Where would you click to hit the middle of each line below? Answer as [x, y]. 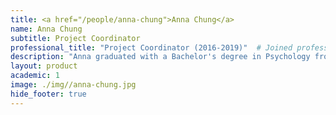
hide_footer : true [48, 94]
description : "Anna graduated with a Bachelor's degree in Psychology [160, 57]
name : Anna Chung [46, 29]
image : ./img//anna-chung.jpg [73, 85]
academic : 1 [35, 76]
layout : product [44, 66]
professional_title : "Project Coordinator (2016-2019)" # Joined [151, 47]
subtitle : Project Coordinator [75, 38]
